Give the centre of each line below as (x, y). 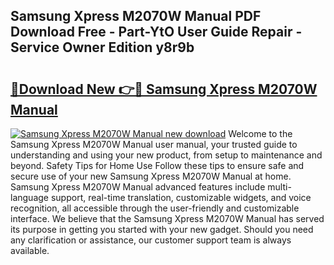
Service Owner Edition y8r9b (102, 47)
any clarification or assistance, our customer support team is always (151, 240)
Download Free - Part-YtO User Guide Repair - (156, 32)
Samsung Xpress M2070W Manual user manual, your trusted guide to (154, 144)
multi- (279, 187)
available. (30, 250)
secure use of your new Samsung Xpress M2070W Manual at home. (151, 176)
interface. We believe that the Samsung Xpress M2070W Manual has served (167, 218)
